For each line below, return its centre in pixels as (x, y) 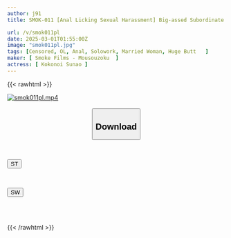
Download (116, 127)
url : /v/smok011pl (34, 32)
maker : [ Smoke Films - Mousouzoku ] (63, 58)
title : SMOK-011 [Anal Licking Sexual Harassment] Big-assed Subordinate (116, 20)
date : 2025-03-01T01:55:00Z (48, 39)
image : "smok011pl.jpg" (41, 46)
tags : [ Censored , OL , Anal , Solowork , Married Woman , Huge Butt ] (108, 52)
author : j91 (24, 13)
